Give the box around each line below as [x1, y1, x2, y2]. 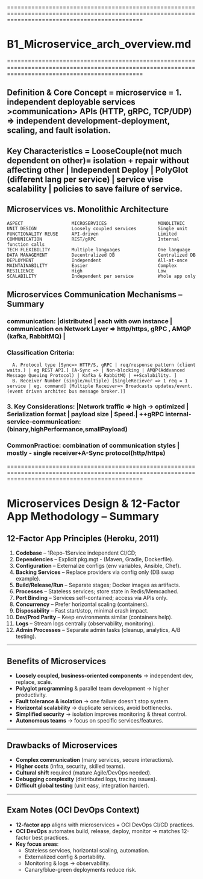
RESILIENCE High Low [7, 268, 166, 274]
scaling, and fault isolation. [7, 125, 111, 136]
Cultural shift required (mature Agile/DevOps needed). [15, 768, 152, 776]
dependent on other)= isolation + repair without [7, 155, 190, 166]
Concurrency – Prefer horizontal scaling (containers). [15, 600, 149, 608]
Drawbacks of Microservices [7, 740, 118, 750]
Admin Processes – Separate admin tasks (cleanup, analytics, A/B [15, 626, 181, 634]
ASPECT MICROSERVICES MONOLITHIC [7, 220, 186, 227]
